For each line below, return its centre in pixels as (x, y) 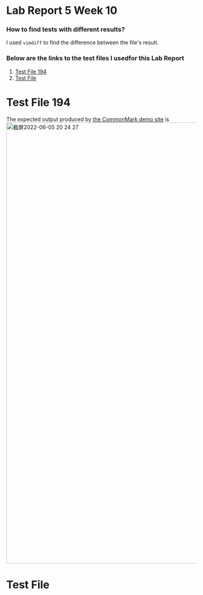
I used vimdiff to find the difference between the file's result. (82, 42)
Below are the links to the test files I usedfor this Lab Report (95, 58)
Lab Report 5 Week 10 (62, 11)
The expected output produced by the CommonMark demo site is (88, 119)
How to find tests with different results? (66, 30)
